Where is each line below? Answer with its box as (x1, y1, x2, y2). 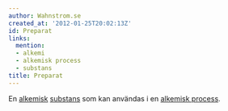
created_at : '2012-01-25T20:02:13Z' (8, 19, 132, 27)
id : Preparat (8, 27, 53, 35)
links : (8, 34, 31, 43)
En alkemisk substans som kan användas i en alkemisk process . (8, 93, 221, 103)
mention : (15, 42, 45, 50)
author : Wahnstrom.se (8, 11, 82, 20)
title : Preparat (8, 72, 63, 80)
